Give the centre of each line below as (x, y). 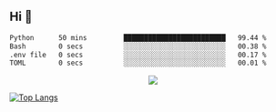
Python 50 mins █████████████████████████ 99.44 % (138, 37)
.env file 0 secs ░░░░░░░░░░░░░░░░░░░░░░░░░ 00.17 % (138, 55)
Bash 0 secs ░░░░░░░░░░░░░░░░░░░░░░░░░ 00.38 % (138, 46)
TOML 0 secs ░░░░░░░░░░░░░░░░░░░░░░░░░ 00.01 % (138, 63)
